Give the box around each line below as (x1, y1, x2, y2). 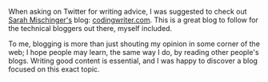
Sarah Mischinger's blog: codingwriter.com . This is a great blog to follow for (8, 15, 258, 25)
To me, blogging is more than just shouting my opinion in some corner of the (8, 39, 260, 49)
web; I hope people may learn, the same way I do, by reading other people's (8, 48, 259, 57)
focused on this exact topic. (8, 64, 100, 74)
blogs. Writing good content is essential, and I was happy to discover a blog (8, 56, 258, 65)
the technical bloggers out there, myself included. (8, 24, 173, 33)
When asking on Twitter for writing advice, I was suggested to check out (8, 7, 247, 16)
